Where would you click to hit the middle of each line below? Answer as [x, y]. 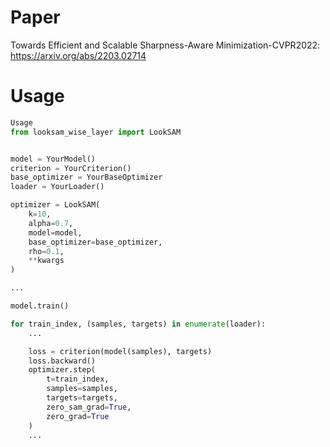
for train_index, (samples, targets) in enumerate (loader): [138, 324]
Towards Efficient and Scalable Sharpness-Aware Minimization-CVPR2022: [165, 45]
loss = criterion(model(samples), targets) [120, 351]
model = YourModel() [53, 159]
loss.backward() [62, 361]
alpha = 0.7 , [51, 223]
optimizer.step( [62, 370]
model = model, [55, 232]
